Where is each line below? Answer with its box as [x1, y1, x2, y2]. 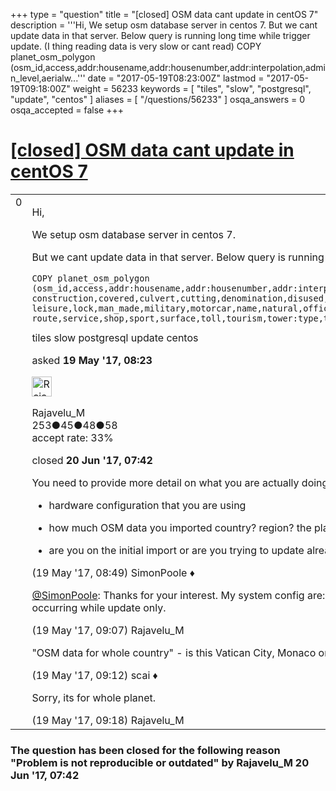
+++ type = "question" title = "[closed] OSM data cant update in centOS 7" [10, 9, 319, 20]
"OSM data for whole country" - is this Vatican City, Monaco [31, 645, 317, 659]
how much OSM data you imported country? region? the [48, 520, 312, 534]
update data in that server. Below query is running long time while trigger [10, 30, 311, 41]
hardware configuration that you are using [48, 498, 247, 512]
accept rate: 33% [31, 430, 114, 444]
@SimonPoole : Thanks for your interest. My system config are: [31, 588, 326, 602]
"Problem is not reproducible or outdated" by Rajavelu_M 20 [10, 755, 310, 769]
